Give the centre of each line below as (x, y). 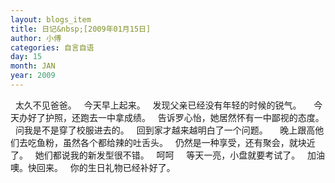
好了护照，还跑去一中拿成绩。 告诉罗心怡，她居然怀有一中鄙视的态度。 (176, 117)
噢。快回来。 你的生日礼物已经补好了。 (93, 167)
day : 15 (26, 57)
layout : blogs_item (51, 19)
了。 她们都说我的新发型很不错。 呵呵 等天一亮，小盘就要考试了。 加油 (168, 155)
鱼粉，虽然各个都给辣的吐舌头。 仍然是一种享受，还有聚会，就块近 (176, 142)
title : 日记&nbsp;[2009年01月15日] (81, 29)
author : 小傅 (36, 38)
